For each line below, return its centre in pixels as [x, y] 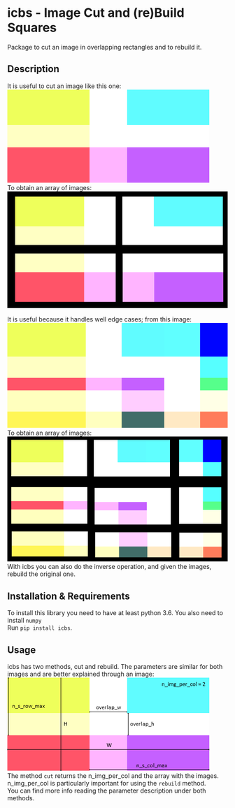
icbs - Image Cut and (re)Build [96, 13]
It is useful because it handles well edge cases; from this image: [100, 319]
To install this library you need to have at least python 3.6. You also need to [115, 613]
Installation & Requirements [69, 596]
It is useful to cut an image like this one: [64, 86]
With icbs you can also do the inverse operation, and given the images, [109, 567]
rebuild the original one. [41, 574]
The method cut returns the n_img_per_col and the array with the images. [113, 776]
